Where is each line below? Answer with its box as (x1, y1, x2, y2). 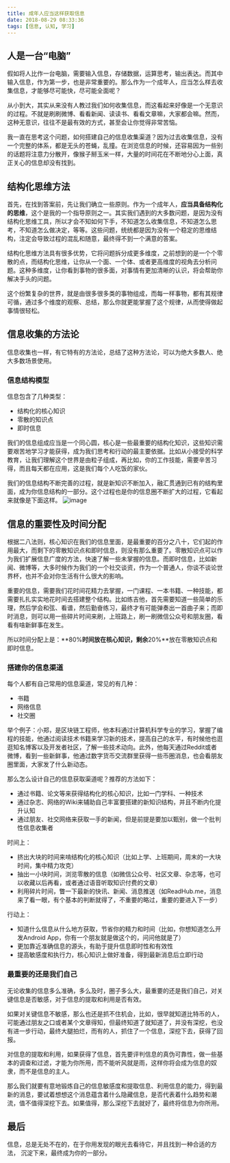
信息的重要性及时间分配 (7, 518, 106, 530)
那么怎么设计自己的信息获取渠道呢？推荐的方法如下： (7, 775, 157, 783)
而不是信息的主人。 (18, 1067, 73, 1075)
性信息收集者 (16, 824, 53, 832)
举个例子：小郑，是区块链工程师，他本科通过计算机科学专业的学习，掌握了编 (7, 726, 223, 734)
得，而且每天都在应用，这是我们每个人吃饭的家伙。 (7, 465, 151, 473)
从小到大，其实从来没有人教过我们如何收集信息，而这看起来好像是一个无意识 (7, 101, 223, 110)
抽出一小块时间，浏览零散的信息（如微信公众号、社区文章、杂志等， (16, 870, 209, 878)
